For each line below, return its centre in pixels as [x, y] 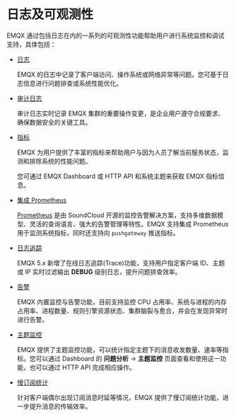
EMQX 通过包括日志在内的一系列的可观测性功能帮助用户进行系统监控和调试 [116, 35]
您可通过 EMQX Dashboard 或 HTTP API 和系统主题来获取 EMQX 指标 [117, 176]
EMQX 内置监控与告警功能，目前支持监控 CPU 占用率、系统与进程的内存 [122, 302]
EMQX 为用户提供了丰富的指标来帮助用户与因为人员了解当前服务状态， [120, 152]
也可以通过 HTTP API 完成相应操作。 [82, 367]
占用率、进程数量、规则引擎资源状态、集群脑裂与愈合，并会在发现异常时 [122, 310]
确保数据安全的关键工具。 [54, 122]
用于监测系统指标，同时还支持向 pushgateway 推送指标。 [98, 233]
